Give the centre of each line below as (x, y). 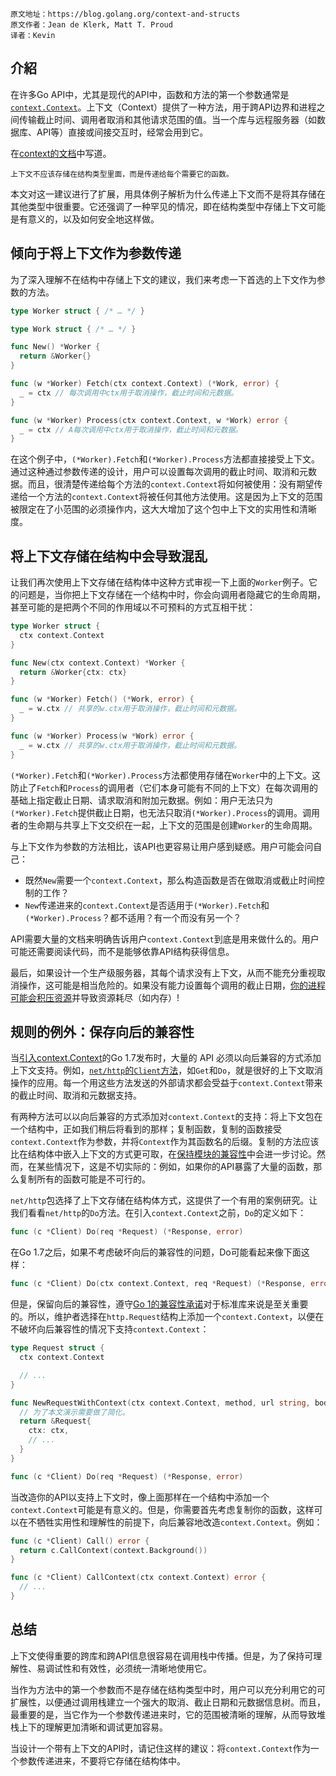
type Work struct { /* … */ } (73, 329)
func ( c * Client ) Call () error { (80, 1541)
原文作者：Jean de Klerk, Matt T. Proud (91, 25)
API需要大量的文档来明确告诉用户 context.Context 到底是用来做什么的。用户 (165, 939)
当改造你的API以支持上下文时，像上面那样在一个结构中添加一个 (140, 1497)
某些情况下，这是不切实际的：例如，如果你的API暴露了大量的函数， (175, 1167)
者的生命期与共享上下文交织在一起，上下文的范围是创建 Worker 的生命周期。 (164, 825)
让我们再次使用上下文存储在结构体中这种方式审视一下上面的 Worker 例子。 (159, 582)
